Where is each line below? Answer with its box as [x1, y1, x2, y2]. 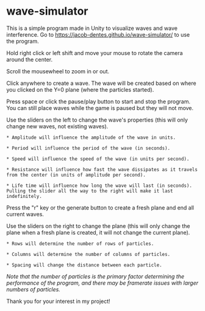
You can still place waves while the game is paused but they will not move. [6, 104, 194, 111]
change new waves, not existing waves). [6, 122, 109, 130]
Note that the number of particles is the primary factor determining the [6, 273, 185, 280]
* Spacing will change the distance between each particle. [6, 262, 163, 268]
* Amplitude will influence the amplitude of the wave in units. [6, 134, 176, 141]
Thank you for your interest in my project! [6, 298, 111, 305]
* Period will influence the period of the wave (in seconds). [6, 145, 171, 151]
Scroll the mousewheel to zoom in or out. [6, 67, 110, 75]
